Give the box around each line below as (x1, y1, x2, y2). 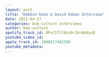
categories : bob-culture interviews (5, 21, 82, 26)
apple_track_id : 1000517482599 (5, 40, 71, 45)
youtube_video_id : (5, 35, 44, 40)
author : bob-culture (5, 26, 49, 31)
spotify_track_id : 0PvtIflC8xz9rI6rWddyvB (5, 30, 95, 35)
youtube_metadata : (5, 44, 44, 49)
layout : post (5, 7, 33, 12)
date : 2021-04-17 (5, 16, 42, 21)
